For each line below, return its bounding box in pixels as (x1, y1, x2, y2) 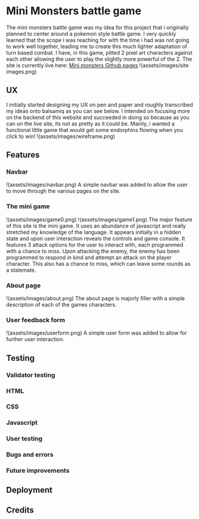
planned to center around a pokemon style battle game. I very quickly (6, 30, 176, 37)
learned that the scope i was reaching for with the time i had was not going (6, 36, 189, 43)
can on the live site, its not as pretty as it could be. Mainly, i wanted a (6, 120, 175, 127)
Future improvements (6, 467, 70, 475)
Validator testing (6, 370, 55, 379)
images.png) (6, 68, 37, 75)
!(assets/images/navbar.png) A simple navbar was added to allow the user (6, 181, 188, 188)
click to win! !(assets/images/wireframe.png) (6, 133, 116, 140)
